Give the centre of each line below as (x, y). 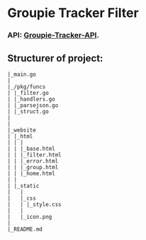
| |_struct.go (28, 111)
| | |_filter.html (34, 155)
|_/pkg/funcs (27, 86)
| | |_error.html (33, 161)
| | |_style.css (34, 204)
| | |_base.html (31, 149)
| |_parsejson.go (33, 105)
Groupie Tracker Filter (73, 13)
